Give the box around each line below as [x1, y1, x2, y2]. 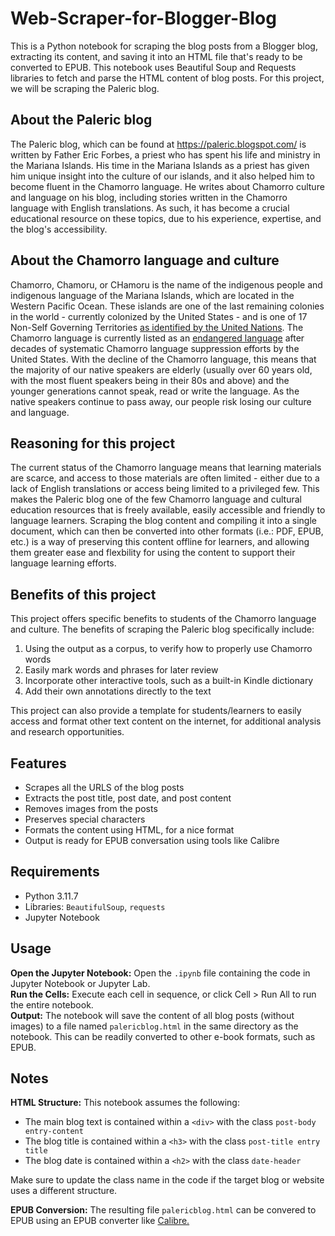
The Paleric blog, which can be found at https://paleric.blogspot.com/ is [10, 138, 307, 150]
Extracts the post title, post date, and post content [24, 792, 232, 804]
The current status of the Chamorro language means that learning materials [10, 462, 322, 474]
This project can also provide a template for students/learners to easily [10, 705, 302, 717]
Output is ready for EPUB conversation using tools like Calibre [24, 835, 280, 846]
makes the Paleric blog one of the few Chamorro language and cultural [10, 493, 302, 506]
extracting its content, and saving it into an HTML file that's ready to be [10, 50, 303, 62]
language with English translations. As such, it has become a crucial [10, 202, 290, 214]
